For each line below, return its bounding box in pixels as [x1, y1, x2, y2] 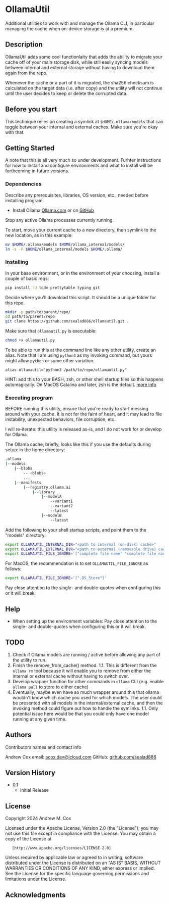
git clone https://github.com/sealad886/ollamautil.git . [5, 319, 129, 324]
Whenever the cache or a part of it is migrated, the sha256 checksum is [5, 79, 154, 85]
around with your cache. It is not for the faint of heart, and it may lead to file [5, 411, 162, 417]
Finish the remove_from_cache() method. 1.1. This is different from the [12, 662, 157, 668]
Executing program [5, 394, 53, 401]
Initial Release [20, 787, 49, 793]
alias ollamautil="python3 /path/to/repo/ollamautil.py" [5, 367, 127, 372]
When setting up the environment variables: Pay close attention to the [12, 618, 157, 624]
